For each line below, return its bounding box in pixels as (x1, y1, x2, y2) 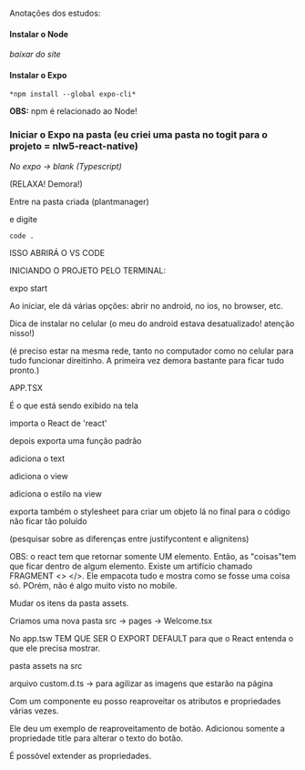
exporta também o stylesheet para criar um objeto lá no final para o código (9, 506, 291, 517)
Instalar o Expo (9, 69, 67, 80)
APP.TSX (9, 382, 44, 393)
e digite (9, 213, 38, 224)
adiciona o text (9, 453, 66, 464)
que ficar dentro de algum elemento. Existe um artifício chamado (9, 560, 253, 571)
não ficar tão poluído (9, 515, 88, 527)
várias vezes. (9, 705, 59, 716)
